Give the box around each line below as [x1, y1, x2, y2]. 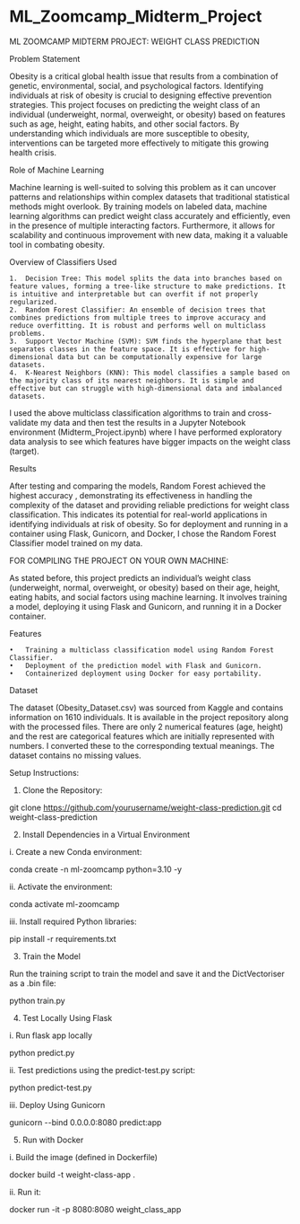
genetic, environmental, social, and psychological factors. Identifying [9, 80, 264, 91]
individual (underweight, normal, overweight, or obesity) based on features [9, 109, 286, 119]
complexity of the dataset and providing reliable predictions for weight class [9, 499, 290, 510]
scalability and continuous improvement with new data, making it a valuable [9, 229, 288, 240]
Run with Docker [21, 1134, 84, 1145]
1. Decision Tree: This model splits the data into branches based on [9, 274, 282, 283]
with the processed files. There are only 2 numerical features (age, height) [9, 721, 284, 732]
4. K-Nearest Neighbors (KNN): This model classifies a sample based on [9, 368, 291, 377]
